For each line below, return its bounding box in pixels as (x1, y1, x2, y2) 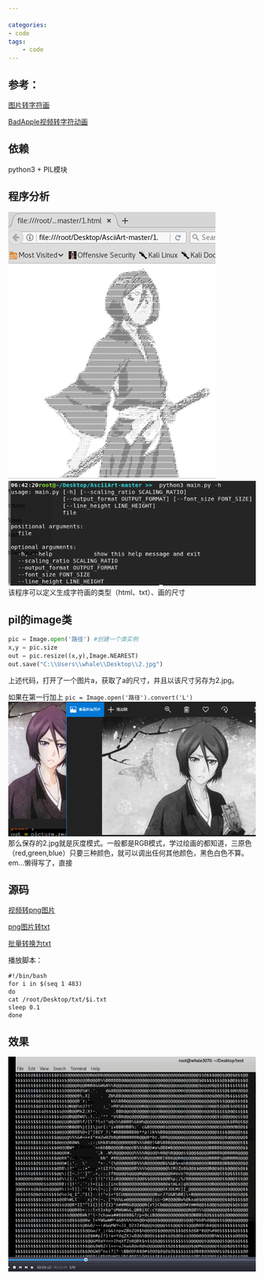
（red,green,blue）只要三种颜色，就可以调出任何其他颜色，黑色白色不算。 (8, 848, 249, 858)
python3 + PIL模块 (8, 164, 68, 174)
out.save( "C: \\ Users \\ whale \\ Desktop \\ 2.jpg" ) (8, 660, 163, 668)
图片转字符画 (8, 100, 49, 109)
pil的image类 (8, 613, 72, 626)
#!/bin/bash (8, 972, 47, 980)
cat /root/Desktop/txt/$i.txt (8, 996, 108, 1004)
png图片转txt (8, 922, 50, 931)
